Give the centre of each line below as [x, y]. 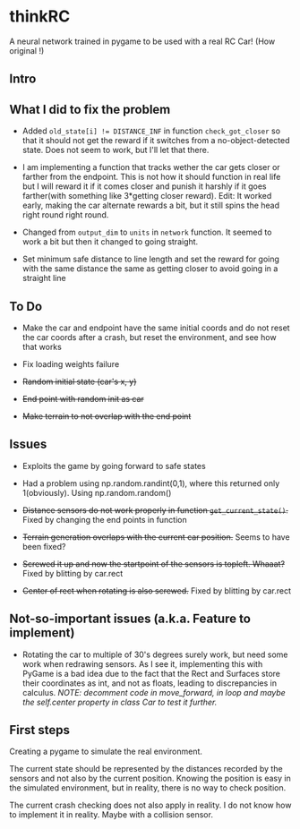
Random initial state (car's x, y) [79, 381]
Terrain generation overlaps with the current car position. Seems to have [156, 537]
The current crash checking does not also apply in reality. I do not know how [150, 805]
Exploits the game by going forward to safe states [114, 466]
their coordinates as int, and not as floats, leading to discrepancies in [150, 683]
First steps [39, 730]
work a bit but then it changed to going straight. [110, 242]
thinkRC [40, 17]
